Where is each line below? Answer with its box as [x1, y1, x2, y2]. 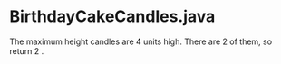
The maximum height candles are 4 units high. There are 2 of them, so [9, 36, 273, 47]
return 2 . [9, 45, 44, 56]
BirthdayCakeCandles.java [9, 6, 216, 27]
